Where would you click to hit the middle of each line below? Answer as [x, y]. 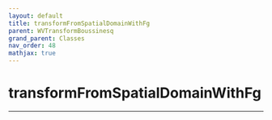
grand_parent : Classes [47, 38]
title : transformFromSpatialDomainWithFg [79, 23]
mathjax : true [32, 53]
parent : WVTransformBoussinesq [61, 31]
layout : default [36, 16]
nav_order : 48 [32, 46]
